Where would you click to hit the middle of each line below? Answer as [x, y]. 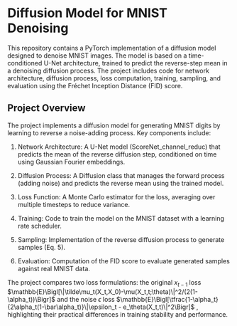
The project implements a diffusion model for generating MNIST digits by [114, 125]
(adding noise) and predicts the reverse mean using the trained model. [121, 183]
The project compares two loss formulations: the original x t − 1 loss [104, 283]
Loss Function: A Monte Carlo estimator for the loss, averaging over [116, 196]
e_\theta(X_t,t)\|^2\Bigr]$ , [161, 307]
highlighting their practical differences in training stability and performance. [118, 314]
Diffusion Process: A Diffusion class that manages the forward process [121, 175]
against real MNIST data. [54, 268]
